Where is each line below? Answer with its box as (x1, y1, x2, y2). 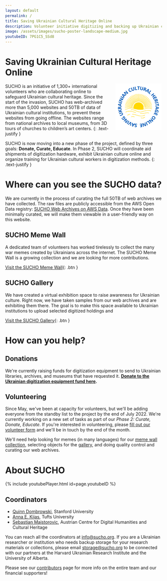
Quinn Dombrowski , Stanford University (12, 508, 94, 514)
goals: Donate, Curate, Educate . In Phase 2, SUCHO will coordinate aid (5, 146, 152, 152)
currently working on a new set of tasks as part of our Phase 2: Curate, (5, 416, 151, 422)
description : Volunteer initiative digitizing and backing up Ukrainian (5, 24, 159, 29)
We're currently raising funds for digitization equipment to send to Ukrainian (5, 368, 161, 374)
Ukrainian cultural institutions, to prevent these (5, 109, 101, 115)
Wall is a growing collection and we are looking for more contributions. (5, 254, 150, 260)
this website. (5, 216, 31, 222)
